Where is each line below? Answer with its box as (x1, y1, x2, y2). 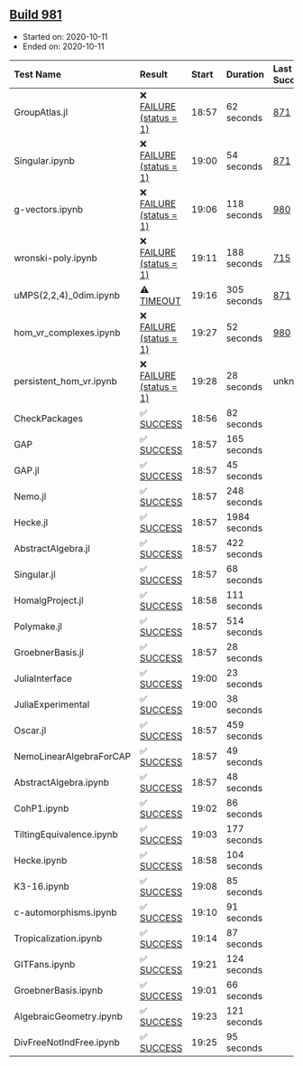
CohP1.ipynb (14, 802, 69, 815)
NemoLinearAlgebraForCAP (14, 750, 132, 762)
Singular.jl (14, 568, 56, 580)
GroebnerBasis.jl (14, 646, 84, 658)
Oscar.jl (14, 723, 47, 736)
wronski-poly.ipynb (14, 251, 97, 264)
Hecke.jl (14, 515, 49, 528)
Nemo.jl (14, 490, 47, 503)
